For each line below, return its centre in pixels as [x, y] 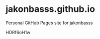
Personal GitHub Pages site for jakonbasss [49, 23]
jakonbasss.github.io [50, 9]
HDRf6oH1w [18, 32]
